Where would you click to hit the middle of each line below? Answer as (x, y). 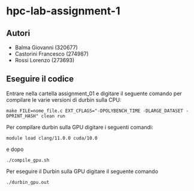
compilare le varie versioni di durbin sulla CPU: (64, 99)
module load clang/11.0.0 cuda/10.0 (52, 138)
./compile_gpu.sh (28, 160)
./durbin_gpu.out (28, 182)
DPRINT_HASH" (22, 116)
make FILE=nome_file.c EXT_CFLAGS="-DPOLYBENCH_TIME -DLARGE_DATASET (95, 111)
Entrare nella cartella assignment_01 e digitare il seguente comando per (94, 93)
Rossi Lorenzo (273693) (45, 60)
